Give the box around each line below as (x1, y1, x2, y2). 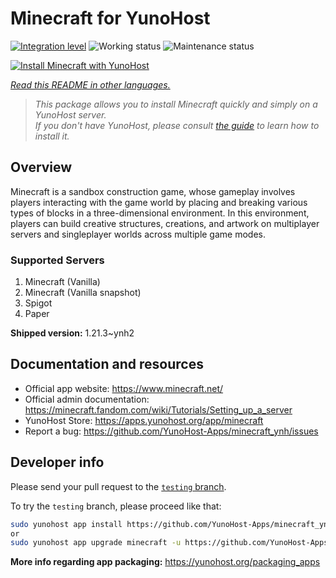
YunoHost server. (34, 108, 107, 121)
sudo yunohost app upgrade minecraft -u (10, 538, 182, 548)
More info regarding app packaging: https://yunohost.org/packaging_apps (10, 556, 321, 568)
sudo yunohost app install (10, 519, 123, 529)
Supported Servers (10, 253, 105, 267)
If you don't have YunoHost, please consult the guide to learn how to (34, 119, 320, 131)
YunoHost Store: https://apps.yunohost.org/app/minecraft (24, 414, 264, 426)
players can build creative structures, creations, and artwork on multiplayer (10, 217, 320, 229)
